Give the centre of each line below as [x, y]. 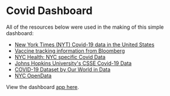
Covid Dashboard [49, 11]
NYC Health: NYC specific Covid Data [60, 57]
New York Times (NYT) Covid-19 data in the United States [84, 44]
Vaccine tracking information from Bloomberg [69, 50]
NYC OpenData [33, 76]
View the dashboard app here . [42, 87]
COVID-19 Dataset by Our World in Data [62, 69]
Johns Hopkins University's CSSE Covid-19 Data [73, 63]
